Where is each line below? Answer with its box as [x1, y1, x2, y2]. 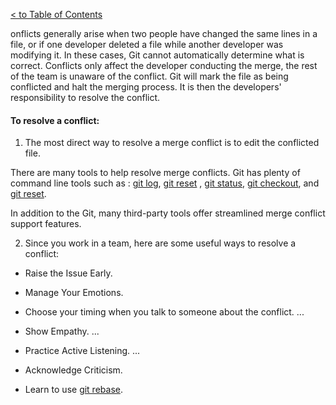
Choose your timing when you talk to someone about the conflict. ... [24, 306, 305, 318]
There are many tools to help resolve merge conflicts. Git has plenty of [10, 167, 301, 179]
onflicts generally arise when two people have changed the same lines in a [10, 28, 318, 39]
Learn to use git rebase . [24, 384, 123, 396]
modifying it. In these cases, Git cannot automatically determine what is [10, 49, 305, 61]
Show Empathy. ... [24, 325, 100, 338]
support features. [10, 218, 82, 230]
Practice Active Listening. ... [24, 345, 141, 357]
